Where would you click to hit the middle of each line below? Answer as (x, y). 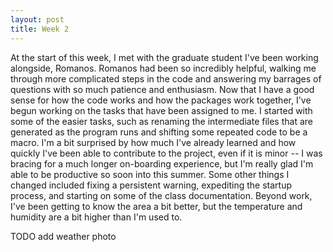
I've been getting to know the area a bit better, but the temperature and (156, 206)
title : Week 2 (40, 29)
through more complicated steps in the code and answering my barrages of (166, 78)
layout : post (37, 19)
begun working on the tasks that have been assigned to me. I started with (161, 110)
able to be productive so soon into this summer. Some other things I (150, 174)
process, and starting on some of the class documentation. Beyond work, (161, 195)
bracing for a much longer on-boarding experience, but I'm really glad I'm (162, 163)
